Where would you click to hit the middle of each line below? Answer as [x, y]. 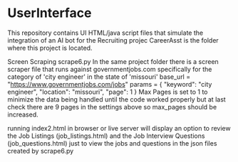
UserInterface [50, 13]
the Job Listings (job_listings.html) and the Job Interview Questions [106, 136]
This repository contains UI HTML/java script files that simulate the [105, 33]
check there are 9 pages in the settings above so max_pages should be [112, 107]
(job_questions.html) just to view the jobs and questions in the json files [112, 143]
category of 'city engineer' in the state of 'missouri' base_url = [99, 77]
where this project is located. [50, 48]
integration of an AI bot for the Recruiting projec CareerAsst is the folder [113, 40]
